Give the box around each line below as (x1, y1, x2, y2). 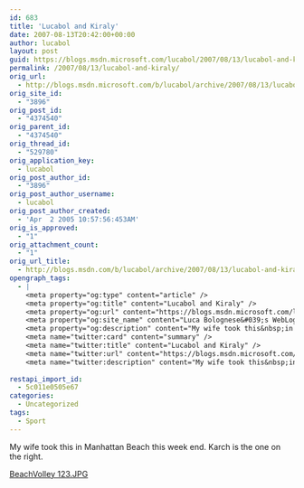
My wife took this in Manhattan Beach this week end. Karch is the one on (9, 441, 281, 452)
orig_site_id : (9, 89, 63, 98)
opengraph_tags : (9, 274, 71, 283)
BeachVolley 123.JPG (9, 468, 89, 479)
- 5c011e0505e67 (17, 383, 79, 392)
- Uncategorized (17, 399, 79, 409)
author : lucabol (9, 38, 71, 48)
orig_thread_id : (9, 139, 71, 148)
